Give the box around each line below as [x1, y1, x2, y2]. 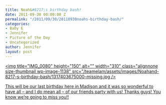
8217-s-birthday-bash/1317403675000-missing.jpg [5, 73, 110, 79]
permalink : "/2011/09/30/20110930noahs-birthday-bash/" [5, 16, 124, 21]
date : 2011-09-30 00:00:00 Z [5, 12, 66, 17]
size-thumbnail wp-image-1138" [5, 68, 71, 74]
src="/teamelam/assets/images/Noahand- [72, 68, 159, 74]
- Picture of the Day [5, 35, 50, 40]
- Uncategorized [5, 40, 39, 45]
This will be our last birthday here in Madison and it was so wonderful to [5, 83, 153, 89]
